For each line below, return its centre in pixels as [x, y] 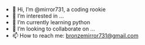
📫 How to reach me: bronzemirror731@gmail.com [75, 36]
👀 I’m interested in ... [38, 16]
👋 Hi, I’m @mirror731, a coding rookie [59, 9]
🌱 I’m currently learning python [51, 22]
